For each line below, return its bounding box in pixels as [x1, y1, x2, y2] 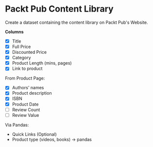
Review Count [12, 107, 40, 113]
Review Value [12, 112, 39, 118]
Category [12, 55, 31, 61]
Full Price [12, 44, 31, 49]
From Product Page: [5, 75, 45, 81]
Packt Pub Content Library [5, 3, 114, 15]
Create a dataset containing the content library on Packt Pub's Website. [5, 19, 148, 25]
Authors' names [12, 85, 44, 91]
